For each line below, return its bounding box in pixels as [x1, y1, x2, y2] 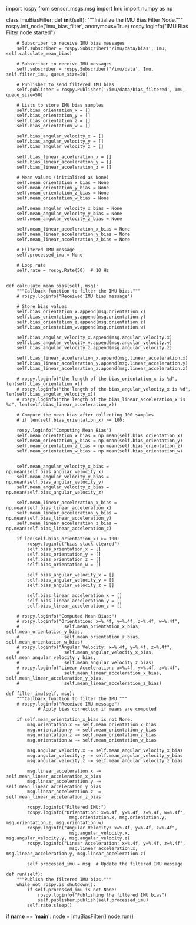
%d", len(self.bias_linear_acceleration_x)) [6, 402, 117, 408]
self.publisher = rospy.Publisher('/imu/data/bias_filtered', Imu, [16, 87, 185, 93]
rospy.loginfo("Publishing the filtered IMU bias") [37, 892, 167, 898]
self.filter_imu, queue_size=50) [6, 71, 88, 77]
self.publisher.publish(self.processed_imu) [37, 897, 149, 903]
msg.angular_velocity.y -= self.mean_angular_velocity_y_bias [27, 753, 183, 759]
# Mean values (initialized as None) [16, 175, 109, 181]
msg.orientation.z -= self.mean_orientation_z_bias [27, 732, 157, 738]
